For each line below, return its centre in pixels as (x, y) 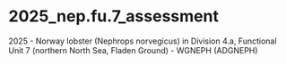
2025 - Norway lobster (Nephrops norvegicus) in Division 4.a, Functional (143, 41)
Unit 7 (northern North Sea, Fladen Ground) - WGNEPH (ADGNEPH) (133, 50)
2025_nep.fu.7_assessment (113, 16)
